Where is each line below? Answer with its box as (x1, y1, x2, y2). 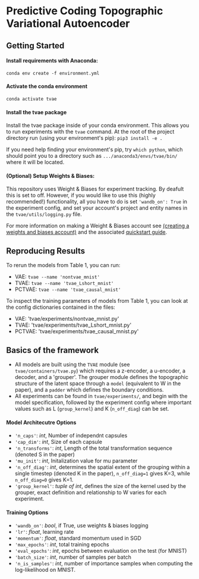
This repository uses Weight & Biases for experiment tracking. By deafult (6, 186, 184, 193)
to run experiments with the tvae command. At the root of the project (6, 128, 175, 135)
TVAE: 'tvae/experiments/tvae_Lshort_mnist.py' (14, 321, 132, 328)
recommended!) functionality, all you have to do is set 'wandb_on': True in (6, 198, 188, 205)
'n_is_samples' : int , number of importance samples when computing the (14, 560, 193, 567)
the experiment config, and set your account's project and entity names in (6, 204, 188, 212)
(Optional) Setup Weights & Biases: (6, 172, 95, 179)
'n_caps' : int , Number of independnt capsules (14, 432, 128, 439)
